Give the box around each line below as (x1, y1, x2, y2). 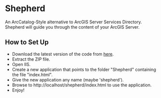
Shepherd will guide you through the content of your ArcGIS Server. (5, 24, 140, 30)
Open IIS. (12, 61, 30, 67)
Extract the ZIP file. (12, 56, 50, 62)
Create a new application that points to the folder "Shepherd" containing (12, 66, 156, 72)
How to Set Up (5, 38, 49, 47)
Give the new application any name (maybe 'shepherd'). (12, 77, 124, 82)
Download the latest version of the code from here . (12, 51, 114, 57)
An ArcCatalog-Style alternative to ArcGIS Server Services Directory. (5, 19, 142, 25)
